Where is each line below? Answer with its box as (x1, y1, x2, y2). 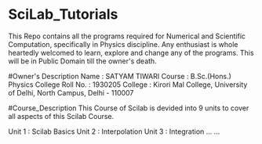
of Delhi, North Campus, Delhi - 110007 (8, 88, 134, 97)
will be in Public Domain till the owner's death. (8, 56, 157, 66)
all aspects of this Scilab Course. (8, 111, 115, 121)
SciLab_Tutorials (8, 5, 118, 23)
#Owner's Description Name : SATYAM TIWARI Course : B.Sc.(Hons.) (8, 71, 231, 81)
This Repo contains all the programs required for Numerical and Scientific (8, 31, 246, 41)
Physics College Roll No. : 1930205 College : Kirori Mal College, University (8, 80, 248, 89)
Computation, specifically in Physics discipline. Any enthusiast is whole (8, 39, 238, 49)
